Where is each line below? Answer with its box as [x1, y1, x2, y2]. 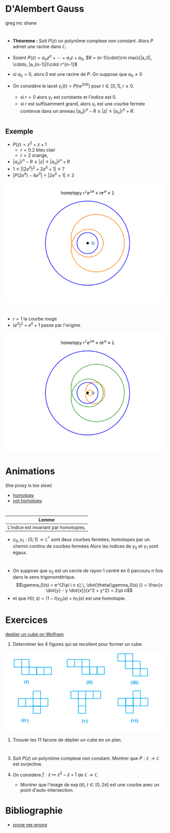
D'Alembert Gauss [5, 3, 84, 15]
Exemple [5, 127, 34, 136]
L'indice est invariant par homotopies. [7, 524, 86, 530]
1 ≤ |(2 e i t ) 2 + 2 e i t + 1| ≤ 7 [12, 165, 65, 172]
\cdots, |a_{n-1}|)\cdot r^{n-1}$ [12, 61, 78, 67]
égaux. [12, 550, 27, 556]
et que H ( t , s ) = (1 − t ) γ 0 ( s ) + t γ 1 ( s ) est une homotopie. [12, 595, 126, 603]
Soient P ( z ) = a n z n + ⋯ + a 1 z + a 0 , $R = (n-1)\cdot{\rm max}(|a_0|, [12, 54, 152, 62]
